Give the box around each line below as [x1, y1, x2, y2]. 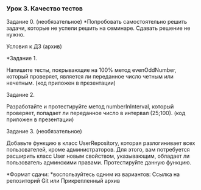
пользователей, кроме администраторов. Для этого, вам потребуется [6, 146, 190, 153]
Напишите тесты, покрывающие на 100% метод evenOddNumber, [6, 66, 177, 74]
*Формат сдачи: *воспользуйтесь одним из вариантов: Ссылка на [6, 171, 180, 178]
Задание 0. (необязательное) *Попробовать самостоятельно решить [6, 18, 188, 26]
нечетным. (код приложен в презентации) [6, 79, 116, 86]
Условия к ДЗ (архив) [6, 43, 62, 50]
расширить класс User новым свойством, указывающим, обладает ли [6, 152, 190, 160]
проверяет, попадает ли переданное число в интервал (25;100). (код [6, 110, 186, 117]
